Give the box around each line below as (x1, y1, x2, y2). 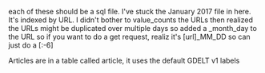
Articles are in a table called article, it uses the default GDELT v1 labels (8, 56, 240, 65)
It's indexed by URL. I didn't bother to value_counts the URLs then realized (8, 15, 254, 25)
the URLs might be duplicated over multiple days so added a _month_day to (8, 24, 258, 33)
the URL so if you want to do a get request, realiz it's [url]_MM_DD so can (8, 32, 251, 41)
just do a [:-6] (8, 40, 54, 50)
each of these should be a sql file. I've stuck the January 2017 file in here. (8, 7, 251, 16)
